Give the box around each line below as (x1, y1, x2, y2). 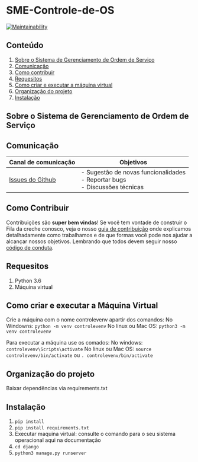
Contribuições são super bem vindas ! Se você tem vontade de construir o (6, 219, 187, 226)
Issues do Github (9, 176, 56, 184)
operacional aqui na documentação (14, 436, 102, 444)
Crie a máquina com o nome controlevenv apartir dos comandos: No (6, 316, 173, 323)
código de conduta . (6, 244, 54, 251)
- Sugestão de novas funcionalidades (80, 168, 186, 176)
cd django (14, 444, 40, 450)
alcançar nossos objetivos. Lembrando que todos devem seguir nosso (6, 238, 177, 245)
